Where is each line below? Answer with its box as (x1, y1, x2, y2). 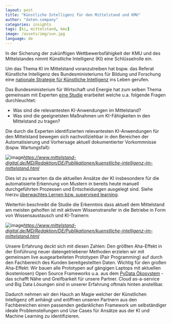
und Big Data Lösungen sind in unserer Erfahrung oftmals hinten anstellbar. (5, 281, 164, 287)
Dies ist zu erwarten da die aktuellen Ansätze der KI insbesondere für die (5, 175, 160, 181)
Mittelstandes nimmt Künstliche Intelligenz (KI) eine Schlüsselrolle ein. (5, 55, 153, 62)
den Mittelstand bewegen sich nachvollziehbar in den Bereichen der (5, 133, 149, 139)
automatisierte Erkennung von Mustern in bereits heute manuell (5, 180, 139, 187)
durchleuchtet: (5, 97, 36, 103)
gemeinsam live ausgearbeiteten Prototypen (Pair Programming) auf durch (5, 254, 163, 260)
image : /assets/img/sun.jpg (5, 31, 66, 36)
